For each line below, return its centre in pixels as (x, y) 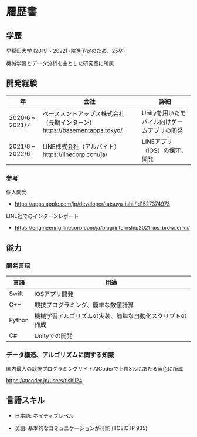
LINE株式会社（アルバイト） (80, 146)
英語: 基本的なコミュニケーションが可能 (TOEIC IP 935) (81, 428)
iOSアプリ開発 (54, 294)
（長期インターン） (67, 122)
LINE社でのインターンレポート (43, 216)
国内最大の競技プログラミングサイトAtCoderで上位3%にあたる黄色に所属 (95, 369)
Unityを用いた (161, 113)
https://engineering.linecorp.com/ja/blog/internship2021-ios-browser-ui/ (102, 228)
